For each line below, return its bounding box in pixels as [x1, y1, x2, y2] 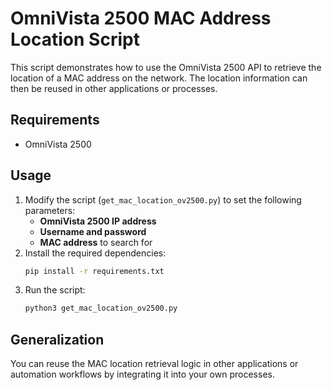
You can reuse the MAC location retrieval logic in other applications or [10, 358, 299, 370]
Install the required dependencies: [24, 247, 167, 259]
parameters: [24, 204, 76, 216]
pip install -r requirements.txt [24, 266, 165, 276]
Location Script [10, 28, 140, 51]
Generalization [10, 331, 105, 348]
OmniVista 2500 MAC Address [10, 7, 272, 30]
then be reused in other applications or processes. [10, 82, 218, 94]
